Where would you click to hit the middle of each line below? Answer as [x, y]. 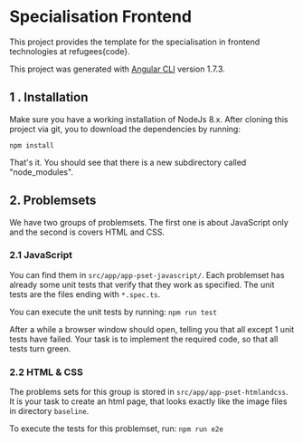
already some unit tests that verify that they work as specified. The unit [142, 284]
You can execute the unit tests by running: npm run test [113, 312]
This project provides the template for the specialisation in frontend [135, 42]
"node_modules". [42, 172]
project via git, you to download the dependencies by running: [125, 129]
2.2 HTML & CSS [46, 371]
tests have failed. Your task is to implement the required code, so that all [144, 339]
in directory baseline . [49, 411]
